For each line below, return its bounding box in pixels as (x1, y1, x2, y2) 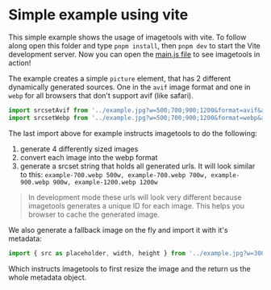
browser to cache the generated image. (27, 209, 160, 219)
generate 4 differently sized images (19, 143, 139, 154)
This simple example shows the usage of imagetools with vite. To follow (8, 32, 247, 42)
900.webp (19, 178, 50, 186)
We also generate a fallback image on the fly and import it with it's (8, 225, 228, 234)
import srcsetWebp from (8, 114, 89, 122)
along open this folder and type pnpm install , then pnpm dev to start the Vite (8, 40, 261, 50)
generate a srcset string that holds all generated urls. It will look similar (19, 161, 256, 171)
